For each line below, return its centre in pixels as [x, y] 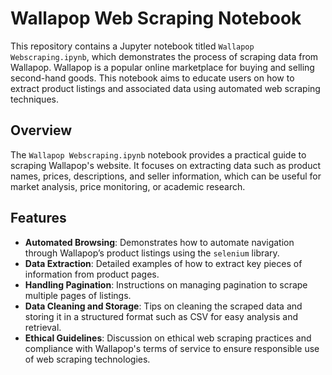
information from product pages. [92, 274]
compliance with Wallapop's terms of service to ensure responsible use [172, 348]
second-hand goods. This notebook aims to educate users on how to [152, 78]
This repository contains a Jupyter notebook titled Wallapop [132, 46]
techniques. [34, 99]
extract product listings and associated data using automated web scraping [165, 88]
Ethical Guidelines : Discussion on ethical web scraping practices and [168, 338]
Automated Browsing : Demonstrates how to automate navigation [159, 242]
